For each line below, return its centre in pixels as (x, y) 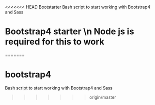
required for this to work (55, 42)
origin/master (103, 97)
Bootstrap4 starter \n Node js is (70, 32)
